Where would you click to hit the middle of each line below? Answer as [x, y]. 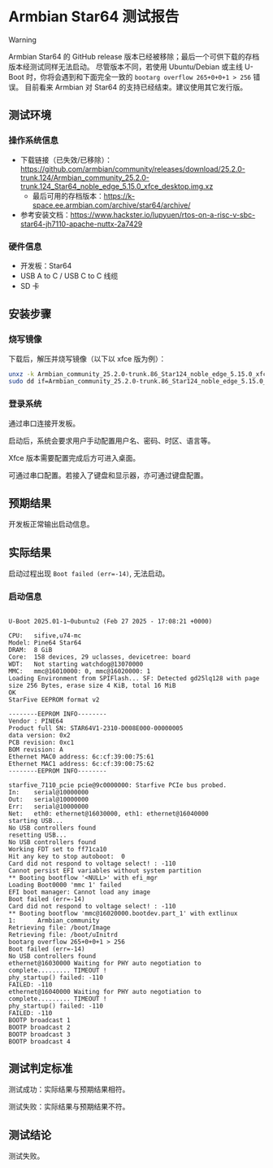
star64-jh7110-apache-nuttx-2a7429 [81, 224]
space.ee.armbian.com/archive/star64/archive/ [111, 205]
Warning [22, 39]
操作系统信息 [34, 141]
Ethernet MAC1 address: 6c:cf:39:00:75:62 [81, 763]
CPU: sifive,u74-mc [45, 636]
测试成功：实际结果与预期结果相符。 [69, 1089]
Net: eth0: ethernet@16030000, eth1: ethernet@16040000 [108, 814]
